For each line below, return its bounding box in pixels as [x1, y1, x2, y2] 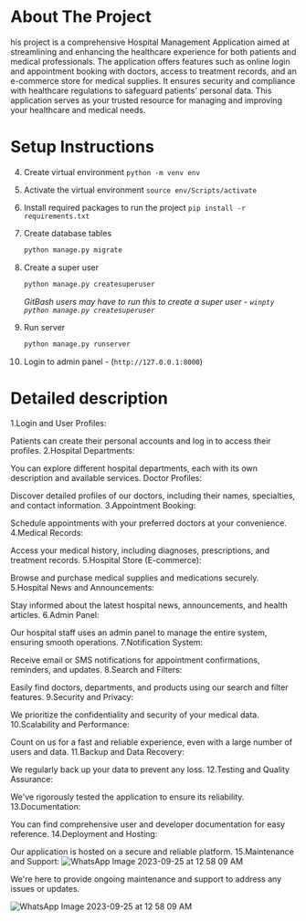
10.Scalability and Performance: [10, 719, 131, 730]
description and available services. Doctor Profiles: [10, 473, 203, 484]
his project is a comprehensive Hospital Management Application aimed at [10, 37, 290, 47]
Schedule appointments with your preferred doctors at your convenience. [10, 518, 287, 529]
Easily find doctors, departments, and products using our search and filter [10, 682, 289, 693]
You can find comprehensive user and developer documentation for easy [10, 819, 286, 830]
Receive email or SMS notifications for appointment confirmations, [10, 654, 260, 665]
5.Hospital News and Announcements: [10, 582, 154, 593]
